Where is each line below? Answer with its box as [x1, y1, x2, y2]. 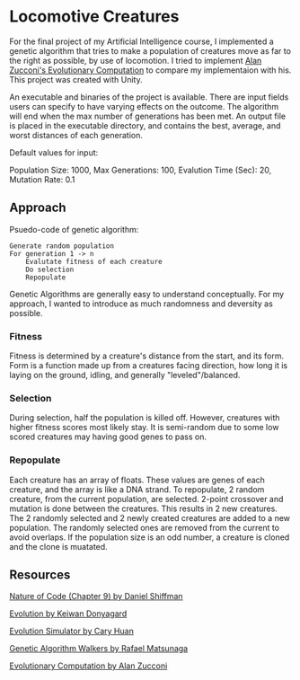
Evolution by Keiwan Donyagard [9, 608, 128, 619]
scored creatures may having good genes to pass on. [9, 431, 207, 442]
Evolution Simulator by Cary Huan [9, 626, 135, 637]
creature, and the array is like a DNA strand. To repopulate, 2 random [9, 483, 265, 495]
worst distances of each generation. [9, 129, 144, 140]
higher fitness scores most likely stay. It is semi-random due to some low [9, 422, 279, 433]
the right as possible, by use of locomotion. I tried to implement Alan [9, 55, 262, 66]
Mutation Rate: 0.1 [9, 173, 75, 185]
